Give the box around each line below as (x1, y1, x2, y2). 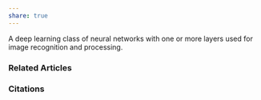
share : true (8, 11, 48, 20)
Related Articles (8, 62, 72, 73)
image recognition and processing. (8, 42, 123, 52)
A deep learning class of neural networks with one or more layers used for (8, 34, 254, 43)
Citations (8, 83, 45, 94)
